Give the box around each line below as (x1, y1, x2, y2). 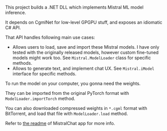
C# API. (5, 25, 21, 31)
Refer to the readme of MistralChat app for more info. (5, 120, 115, 126)
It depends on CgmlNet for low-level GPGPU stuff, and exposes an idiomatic (5, 20, 162, 25)
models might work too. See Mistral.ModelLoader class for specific (12, 55, 151, 61)
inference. (5, 10, 27, 16)
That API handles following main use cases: (5, 35, 95, 40)
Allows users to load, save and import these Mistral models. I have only (12, 44, 159, 50)
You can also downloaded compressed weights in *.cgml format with (5, 105, 147, 111)
